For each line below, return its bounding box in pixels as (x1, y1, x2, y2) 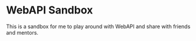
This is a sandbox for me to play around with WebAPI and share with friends (6, 23, 191, 30)
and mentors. (6, 29, 38, 36)
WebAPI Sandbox (6, 4, 93, 17)
